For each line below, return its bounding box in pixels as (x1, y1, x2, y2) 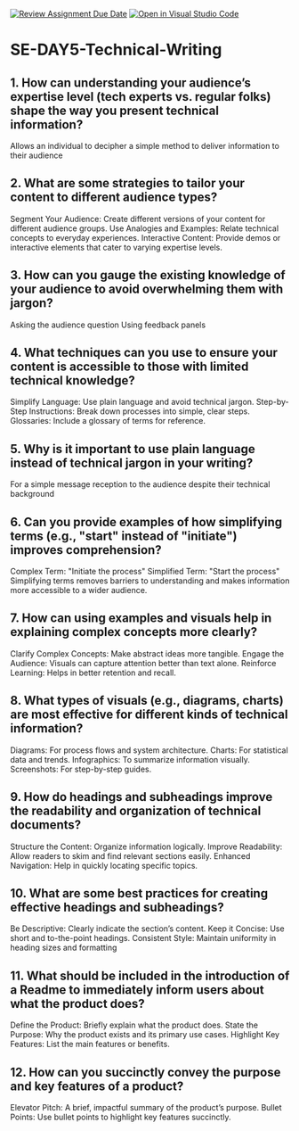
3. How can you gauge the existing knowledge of (10, 268, 286, 283)
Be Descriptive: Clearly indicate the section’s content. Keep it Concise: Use (10, 923, 285, 934)
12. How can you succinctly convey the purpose (10, 1064, 281, 1079)
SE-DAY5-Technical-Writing (10, 40, 222, 60)
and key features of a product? (10, 1078, 184, 1094)
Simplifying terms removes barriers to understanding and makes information (10, 575, 290, 586)
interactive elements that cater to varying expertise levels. (10, 242, 223, 252)
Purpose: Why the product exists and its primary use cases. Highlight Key (10, 1029, 279, 1040)
